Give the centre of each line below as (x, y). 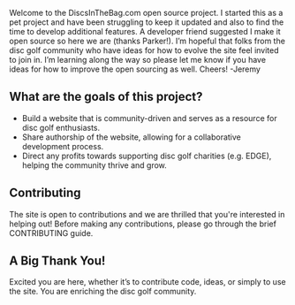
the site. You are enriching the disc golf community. (103, 292)
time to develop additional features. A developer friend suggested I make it (145, 31)
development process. (63, 146)
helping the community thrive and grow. (95, 165)
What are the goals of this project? (106, 97)
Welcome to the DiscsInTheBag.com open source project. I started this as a (146, 13)
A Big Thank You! (57, 261)
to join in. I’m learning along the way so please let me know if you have (138, 60)
